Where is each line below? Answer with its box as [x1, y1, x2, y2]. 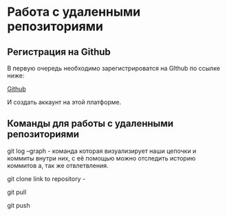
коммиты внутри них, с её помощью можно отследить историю [7, 154, 196, 162]
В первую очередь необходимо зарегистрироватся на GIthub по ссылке [7, 64, 220, 72]
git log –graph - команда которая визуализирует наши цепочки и [7, 147, 197, 155]
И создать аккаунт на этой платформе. [7, 98, 122, 106]
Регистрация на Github [7, 46, 111, 58]
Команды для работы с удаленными [7, 118, 174, 130]
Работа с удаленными [7, 4, 141, 20]
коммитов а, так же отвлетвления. [7, 161, 109, 169]
